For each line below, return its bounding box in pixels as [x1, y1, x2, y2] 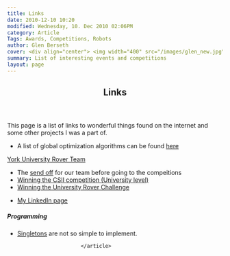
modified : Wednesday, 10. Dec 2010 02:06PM [7, 23, 133, 30]
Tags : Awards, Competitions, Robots [7, 36, 112, 43]
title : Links [7, 10, 44, 17]
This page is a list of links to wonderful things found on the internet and [7, 121, 209, 130]
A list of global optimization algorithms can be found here [16, 142, 179, 150]
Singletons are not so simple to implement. [16, 229, 138, 237]
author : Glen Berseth [7, 42, 69, 49]
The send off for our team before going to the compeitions [16, 169, 182, 177]
